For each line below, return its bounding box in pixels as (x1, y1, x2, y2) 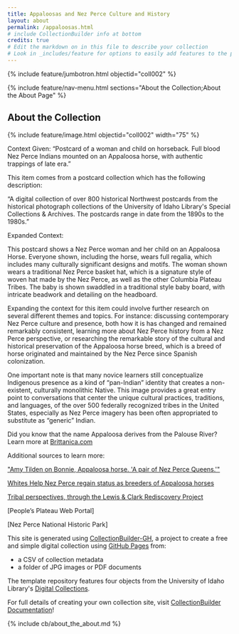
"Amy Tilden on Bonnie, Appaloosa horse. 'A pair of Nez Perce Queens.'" (7, 465, 221, 473)
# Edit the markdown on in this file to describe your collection (7, 43, 208, 51)
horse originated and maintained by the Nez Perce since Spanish (7, 349, 198, 358)
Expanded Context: (7, 231, 64, 239)
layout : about (7, 17, 50, 24)
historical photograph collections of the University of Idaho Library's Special (7, 202, 231, 211)
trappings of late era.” (7, 159, 71, 168)
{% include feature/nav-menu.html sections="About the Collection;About (7, 83, 221, 92)
